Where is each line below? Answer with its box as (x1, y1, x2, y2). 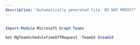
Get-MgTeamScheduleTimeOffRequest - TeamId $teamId (5, 35, 114, 40)
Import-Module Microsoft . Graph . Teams (5, 26, 85, 31)
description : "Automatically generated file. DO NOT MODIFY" (5, 7, 136, 13)
